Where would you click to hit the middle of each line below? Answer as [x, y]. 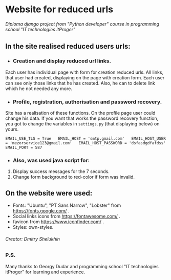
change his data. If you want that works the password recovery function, [82, 118]
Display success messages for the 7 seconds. [61, 171]
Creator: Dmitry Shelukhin [33, 239]
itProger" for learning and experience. [45, 272]
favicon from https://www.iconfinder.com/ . [58, 222]
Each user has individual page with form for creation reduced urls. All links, [84, 72]
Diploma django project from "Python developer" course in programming [82, 24]
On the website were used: [49, 193]
